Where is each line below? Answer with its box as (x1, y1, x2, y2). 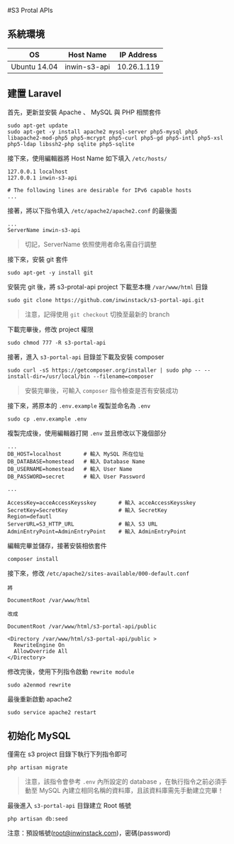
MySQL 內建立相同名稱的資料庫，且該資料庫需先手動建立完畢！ (38, 787, 224, 795)
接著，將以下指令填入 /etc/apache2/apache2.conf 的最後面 (7, 206, 177, 215)
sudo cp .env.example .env (7, 415, 87, 423)
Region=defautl (7, 513, 52, 520)
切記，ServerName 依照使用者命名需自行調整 (24, 240, 157, 248)
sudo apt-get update (7, 122, 69, 129)
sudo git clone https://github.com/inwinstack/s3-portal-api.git (7, 296, 204, 304)
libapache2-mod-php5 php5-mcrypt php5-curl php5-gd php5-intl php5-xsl (7, 134, 223, 141)
